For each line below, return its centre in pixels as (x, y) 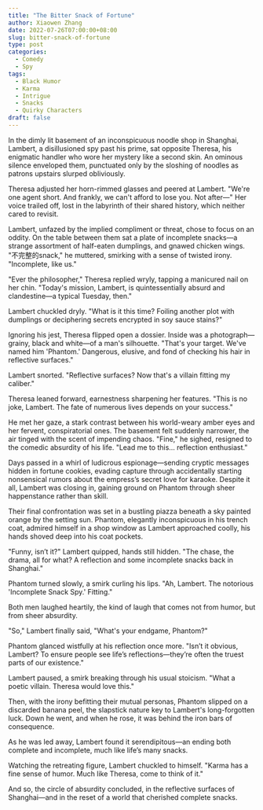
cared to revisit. (33, 214)
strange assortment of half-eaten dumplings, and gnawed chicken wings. (127, 245)
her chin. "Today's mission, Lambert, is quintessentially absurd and (117, 287)
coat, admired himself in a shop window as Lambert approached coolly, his (130, 528)
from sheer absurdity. (43, 615)
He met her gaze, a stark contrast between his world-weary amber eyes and (131, 422)
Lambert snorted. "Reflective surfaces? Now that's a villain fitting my (119, 375)
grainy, (19, 343)
